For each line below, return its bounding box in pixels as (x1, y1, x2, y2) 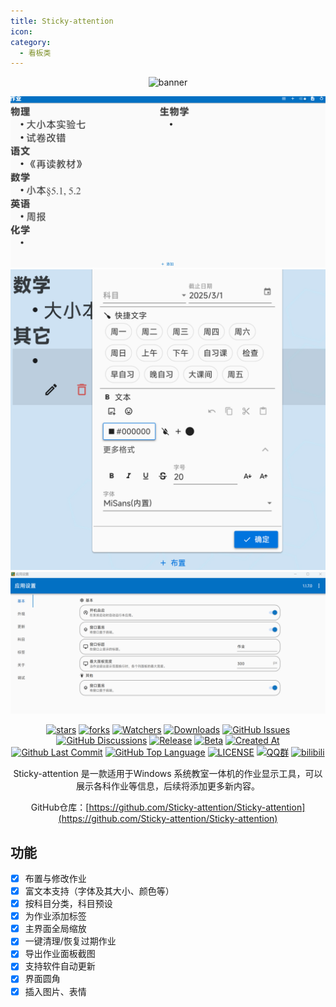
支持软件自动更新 (24, 960, 96, 972)
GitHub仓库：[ (30, 801, 90, 814)
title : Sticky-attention (10, 16, 114, 26)
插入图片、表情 (24, 985, 87, 997)
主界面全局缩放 (24, 923, 87, 935)
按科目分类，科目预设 (24, 898, 113, 910)
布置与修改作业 (24, 872, 87, 884)
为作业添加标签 (24, 910, 87, 922)
